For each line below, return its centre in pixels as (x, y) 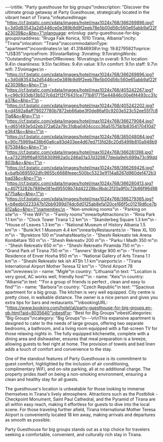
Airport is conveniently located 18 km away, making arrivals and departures (80, 415)
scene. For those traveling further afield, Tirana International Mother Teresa (81, 410)
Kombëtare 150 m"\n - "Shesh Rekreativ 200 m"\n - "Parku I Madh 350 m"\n (81, 240)
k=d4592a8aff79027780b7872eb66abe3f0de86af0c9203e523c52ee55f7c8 (81, 111)
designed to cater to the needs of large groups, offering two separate (74, 323)
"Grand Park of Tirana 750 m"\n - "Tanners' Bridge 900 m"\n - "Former (76, 251)
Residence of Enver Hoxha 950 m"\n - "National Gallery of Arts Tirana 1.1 (78, 256)
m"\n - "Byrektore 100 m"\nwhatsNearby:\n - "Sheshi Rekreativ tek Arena (78, 235)
